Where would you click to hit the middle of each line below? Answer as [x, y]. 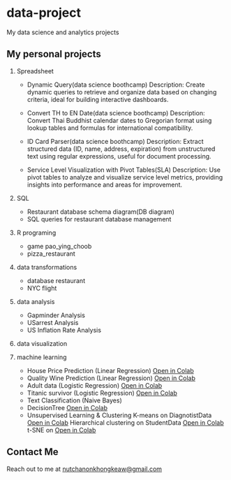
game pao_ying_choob [59, 246]
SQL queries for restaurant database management [99, 219]
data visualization [42, 343]
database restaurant [56, 280]
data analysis [36, 301]
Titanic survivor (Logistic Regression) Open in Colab [102, 393]
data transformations [47, 267]
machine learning [42, 357]
